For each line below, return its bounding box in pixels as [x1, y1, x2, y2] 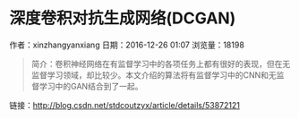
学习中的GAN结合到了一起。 [38, 81, 143, 91]
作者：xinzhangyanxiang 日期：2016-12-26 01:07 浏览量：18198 [9, 39, 244, 50]
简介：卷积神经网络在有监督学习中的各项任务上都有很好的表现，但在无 [30, 58, 291, 69]
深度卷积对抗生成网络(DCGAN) [9, 8, 236, 29]
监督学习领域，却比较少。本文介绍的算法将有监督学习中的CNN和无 [30, 69, 278, 81]
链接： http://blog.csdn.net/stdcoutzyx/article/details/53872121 [9, 99, 240, 110]
